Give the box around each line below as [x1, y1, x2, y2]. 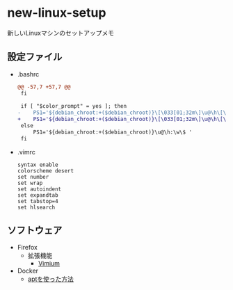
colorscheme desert [17, 167, 74, 175]
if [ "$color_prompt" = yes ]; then [20, 103, 127, 110]
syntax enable [17, 161, 58, 168]
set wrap [17, 179, 43, 186]
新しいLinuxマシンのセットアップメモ [7, 29, 115, 37]
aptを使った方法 [27, 275, 74, 283]
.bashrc [17, 70, 40, 78]
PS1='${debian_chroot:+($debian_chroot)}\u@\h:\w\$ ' [33, 129, 193, 136]
